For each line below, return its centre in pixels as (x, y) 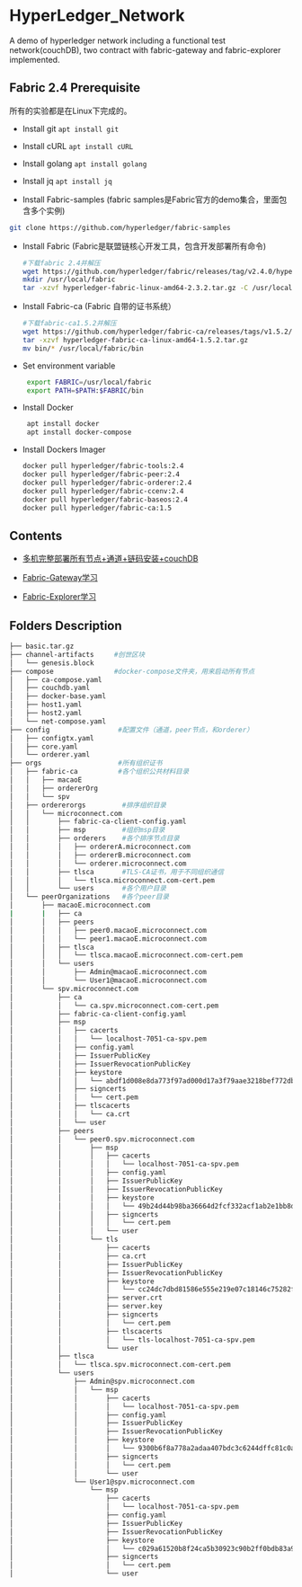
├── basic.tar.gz (42, 646)
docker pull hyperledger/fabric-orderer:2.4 (107, 483)
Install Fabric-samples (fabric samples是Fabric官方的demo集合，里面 (151, 199)
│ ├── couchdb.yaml (50, 688)
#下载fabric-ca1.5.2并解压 (69, 324)
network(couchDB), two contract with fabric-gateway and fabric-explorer (145, 49)
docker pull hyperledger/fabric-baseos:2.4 (105, 500)
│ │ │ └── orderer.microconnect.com (98, 864)
